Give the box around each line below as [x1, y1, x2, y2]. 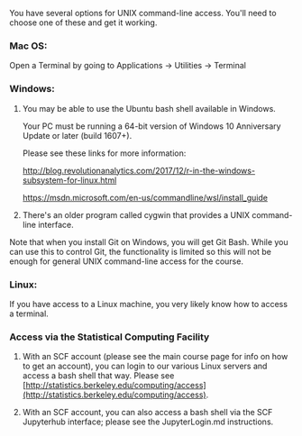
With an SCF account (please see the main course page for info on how [22, 351, 288, 362]
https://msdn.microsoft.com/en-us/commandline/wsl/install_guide [22, 192, 269, 203]
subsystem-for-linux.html [22, 175, 117, 186]
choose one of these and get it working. [9, 17, 158, 28]
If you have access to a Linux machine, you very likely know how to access [9, 298, 288, 309]
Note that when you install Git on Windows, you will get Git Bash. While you [9, 236, 288, 247]
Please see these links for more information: [22, 148, 187, 159]
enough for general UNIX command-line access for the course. [9, 256, 243, 267]
